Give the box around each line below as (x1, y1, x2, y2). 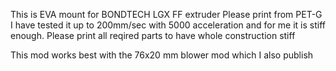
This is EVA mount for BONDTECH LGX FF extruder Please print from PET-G (10, 9, 323, 20)
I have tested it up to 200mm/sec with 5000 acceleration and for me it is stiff (10, 19, 327, 31)
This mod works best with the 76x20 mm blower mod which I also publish (10, 49, 314, 61)
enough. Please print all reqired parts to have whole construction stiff (10, 30, 296, 41)
